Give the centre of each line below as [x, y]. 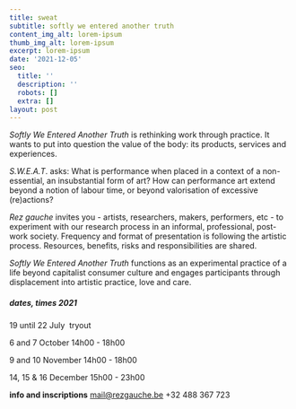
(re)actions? [31, 200]
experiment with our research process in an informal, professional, [132, 227]
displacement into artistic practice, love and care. [100, 283]
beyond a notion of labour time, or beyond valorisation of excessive [134, 190]
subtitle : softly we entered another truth [92, 26]
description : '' [48, 84]
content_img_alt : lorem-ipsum [66, 34]
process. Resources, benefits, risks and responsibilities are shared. [133, 246]
